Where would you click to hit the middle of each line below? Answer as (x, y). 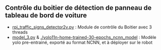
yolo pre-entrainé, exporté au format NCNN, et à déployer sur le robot (82, 42)
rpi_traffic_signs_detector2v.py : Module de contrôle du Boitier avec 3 (82, 27)
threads (20, 32)
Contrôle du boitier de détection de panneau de (79, 8)
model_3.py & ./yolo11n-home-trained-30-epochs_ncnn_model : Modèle (84, 37)
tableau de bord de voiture (46, 16)
